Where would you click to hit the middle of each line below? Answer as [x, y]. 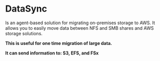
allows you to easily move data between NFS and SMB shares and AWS [79, 28]
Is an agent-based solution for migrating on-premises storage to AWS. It [80, 23]
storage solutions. [24, 33]
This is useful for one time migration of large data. [59, 43]
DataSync [26, 9]
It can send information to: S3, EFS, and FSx [52, 53]
